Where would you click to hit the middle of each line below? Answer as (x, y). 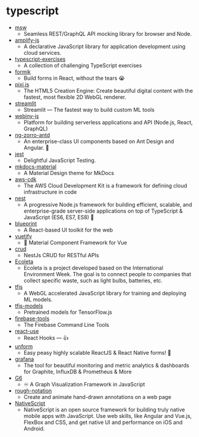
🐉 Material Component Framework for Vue (75, 242)
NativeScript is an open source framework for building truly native (104, 410)
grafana (24, 359)
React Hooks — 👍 (46, 338)
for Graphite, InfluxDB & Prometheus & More (78, 372)
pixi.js (22, 84)
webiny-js (27, 116)
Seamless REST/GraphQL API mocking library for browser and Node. (108, 33)
